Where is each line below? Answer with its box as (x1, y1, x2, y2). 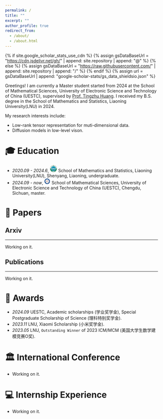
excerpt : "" (5, 18, 29, 23)
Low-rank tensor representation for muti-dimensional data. (12, 122, 130, 128)
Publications (5, 258, 44, 266)
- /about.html (9, 39, 38, 44)
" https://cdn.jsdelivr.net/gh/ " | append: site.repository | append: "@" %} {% (5, 57, 156, 63)
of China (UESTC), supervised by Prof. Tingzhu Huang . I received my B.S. (5, 93, 152, 99)
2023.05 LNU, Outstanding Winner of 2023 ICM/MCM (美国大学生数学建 (12, 328, 156, 333)
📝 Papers (5, 207, 42, 218)
